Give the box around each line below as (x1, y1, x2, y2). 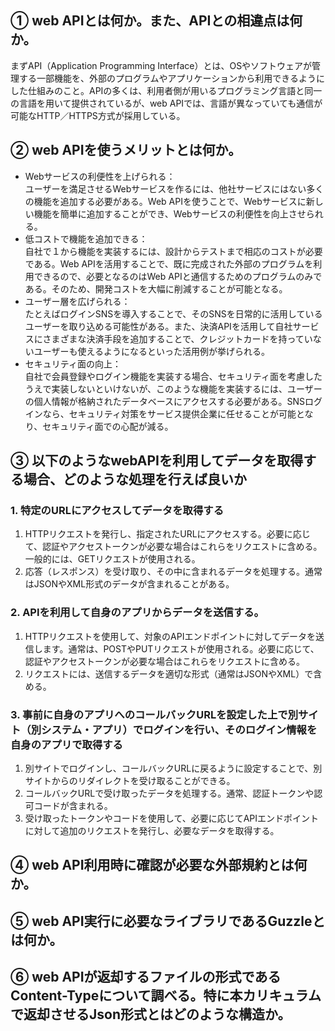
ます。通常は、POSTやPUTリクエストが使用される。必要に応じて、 (42, 642, 320, 655)
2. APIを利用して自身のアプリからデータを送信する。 (10, 606, 265, 620)
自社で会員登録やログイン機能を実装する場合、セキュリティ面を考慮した (24, 370, 323, 382)
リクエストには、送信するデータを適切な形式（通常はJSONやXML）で (24, 667, 314, 680)
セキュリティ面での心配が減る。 (42, 420, 174, 432)
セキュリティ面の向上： (24, 357, 122, 370)
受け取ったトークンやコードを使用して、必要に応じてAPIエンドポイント (24, 812, 320, 824)
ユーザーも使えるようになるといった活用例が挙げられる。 (33, 345, 271, 357)
